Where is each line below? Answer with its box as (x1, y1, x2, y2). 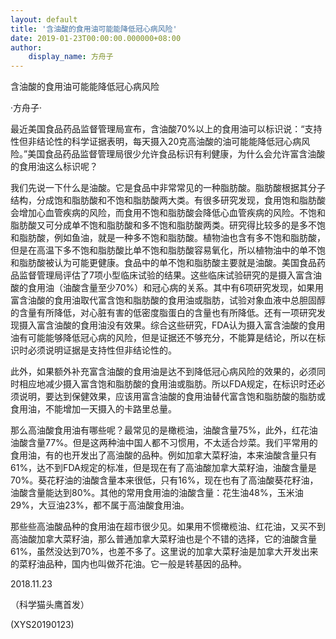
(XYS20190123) (10, 619, 75, 631)
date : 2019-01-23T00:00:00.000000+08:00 (10, 33, 182, 43)
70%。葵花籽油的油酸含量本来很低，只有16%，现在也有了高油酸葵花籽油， (10, 474, 319, 486)
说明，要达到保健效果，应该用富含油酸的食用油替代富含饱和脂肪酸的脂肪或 (18, 391, 326, 403)
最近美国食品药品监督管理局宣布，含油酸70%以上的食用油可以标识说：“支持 (10, 123, 323, 135)
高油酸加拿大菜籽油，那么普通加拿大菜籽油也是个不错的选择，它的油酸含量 (10, 533, 317, 545)
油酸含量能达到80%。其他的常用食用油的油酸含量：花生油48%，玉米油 (10, 487, 304, 499)
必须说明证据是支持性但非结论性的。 (27, 344, 177, 356)
